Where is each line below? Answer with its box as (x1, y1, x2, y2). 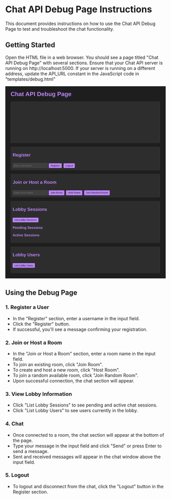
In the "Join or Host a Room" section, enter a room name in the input (12, 350, 156, 356)
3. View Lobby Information (5, 390, 72, 397)
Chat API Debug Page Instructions (5, 4, 152, 15)
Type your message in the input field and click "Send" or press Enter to (12, 443, 162, 449)
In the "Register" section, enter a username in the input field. (12, 315, 140, 321)
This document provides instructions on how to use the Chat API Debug (5, 20, 156, 27)
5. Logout (5, 471, 30, 479)
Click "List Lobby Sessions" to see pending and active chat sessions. (12, 402, 158, 408)
